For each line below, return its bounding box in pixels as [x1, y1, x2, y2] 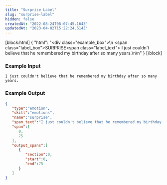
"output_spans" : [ [11, 143, 48, 148]
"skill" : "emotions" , [11, 110, 55, 115]
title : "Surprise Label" [5, 7, 57, 12]
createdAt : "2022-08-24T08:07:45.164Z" [5, 21, 88, 26]
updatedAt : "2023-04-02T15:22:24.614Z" [5, 26, 88, 31]
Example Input [5, 63, 41, 70]
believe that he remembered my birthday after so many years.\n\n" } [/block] [5, 50, 163, 56]
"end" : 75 [25, 162, 43, 167]
